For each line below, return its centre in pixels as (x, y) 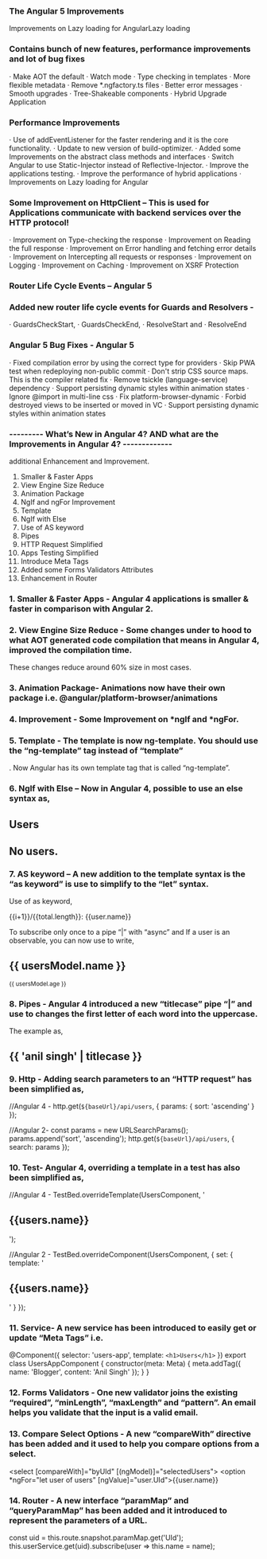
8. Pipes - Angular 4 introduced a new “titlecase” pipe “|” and (131, 1004)
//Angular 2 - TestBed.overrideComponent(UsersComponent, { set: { (121, 1255)
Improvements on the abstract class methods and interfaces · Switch (122, 156)
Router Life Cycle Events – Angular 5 (81, 286)
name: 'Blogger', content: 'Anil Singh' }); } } (79, 1372)
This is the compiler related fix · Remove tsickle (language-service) (119, 379)
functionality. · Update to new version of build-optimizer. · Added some (125, 148)
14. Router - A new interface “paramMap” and (99, 1500)
